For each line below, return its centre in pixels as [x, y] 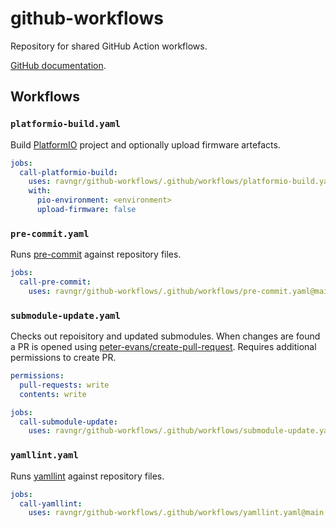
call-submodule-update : [68, 422]
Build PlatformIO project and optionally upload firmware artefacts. [145, 144]
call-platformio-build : [68, 172]
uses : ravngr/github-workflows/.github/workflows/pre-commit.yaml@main [180, 291]
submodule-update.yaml [65, 315]
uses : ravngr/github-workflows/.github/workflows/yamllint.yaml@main [176, 513]
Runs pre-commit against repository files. [96, 254]
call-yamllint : [51, 503]
